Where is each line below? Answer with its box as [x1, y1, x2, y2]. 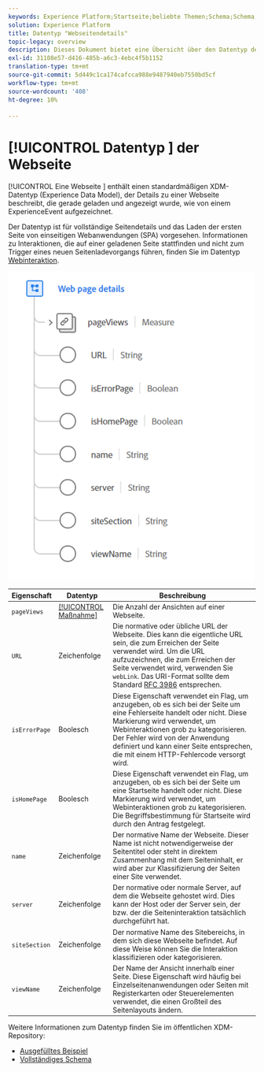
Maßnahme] [58, 610, 98, 620]
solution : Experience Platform [8, 20, 111, 29]
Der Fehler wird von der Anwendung [112, 733, 230, 742]
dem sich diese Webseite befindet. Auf [112, 936, 238, 945]
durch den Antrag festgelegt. [112, 819, 206, 829]
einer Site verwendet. [112, 872, 182, 881]
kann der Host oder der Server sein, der [112, 900, 241, 909]
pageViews [11, 607, 44, 616]
